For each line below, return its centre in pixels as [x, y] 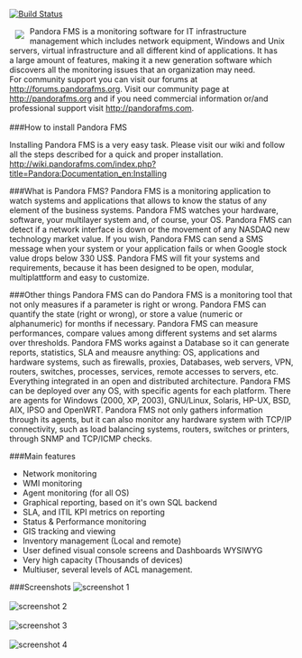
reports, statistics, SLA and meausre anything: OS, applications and [134, 352]
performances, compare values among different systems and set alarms [143, 333]
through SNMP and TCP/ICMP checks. [81, 439]
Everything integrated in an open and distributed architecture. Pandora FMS [150, 381]
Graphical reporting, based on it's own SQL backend [120, 502]
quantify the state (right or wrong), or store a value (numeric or [126, 314]
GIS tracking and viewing [69, 531]
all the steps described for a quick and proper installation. [116, 154]
